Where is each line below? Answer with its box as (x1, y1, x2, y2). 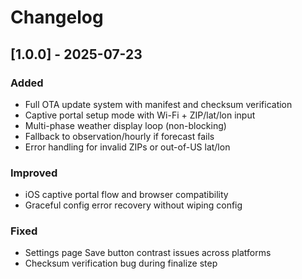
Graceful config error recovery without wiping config (24, 199, 243, 211)
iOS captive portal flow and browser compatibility (24, 189, 229, 201)
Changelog (10, 6, 104, 29)
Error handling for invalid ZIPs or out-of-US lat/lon (24, 141, 231, 153)
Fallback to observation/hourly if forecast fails (24, 130, 215, 142)
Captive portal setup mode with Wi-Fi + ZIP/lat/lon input (24, 109, 256, 121)
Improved (10, 166, 58, 180)
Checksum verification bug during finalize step (24, 257, 218, 270)
